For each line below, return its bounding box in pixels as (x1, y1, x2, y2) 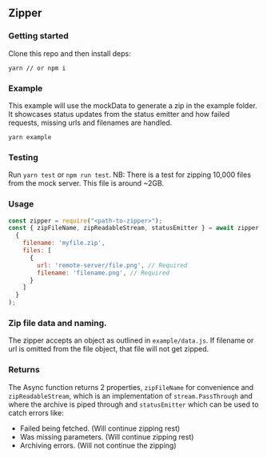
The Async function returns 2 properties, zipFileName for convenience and (8, 382, 254, 392)
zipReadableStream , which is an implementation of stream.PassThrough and (8, 391, 253, 400)
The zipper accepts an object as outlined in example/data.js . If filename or (8, 335, 254, 345)
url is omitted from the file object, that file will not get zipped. (8, 344, 209, 354)
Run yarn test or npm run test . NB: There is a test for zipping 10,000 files (8, 170, 252, 179)
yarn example (8, 133, 52, 141)
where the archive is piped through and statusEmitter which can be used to (8, 400, 259, 409)
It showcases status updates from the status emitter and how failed (8, 109, 230, 119)
